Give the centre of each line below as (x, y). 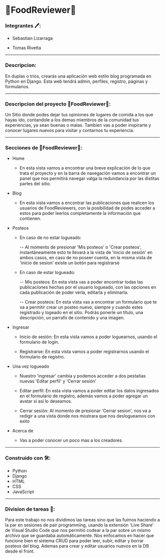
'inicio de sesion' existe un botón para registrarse (69, 263)
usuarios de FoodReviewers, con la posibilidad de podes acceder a (87, 208)
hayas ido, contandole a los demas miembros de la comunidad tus (72, 120)
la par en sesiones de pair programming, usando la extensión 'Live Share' (79, 525)
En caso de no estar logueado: (51, 238)
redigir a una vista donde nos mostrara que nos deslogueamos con (87, 416)
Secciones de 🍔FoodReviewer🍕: (44, 148)
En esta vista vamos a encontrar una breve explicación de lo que (85, 168)
